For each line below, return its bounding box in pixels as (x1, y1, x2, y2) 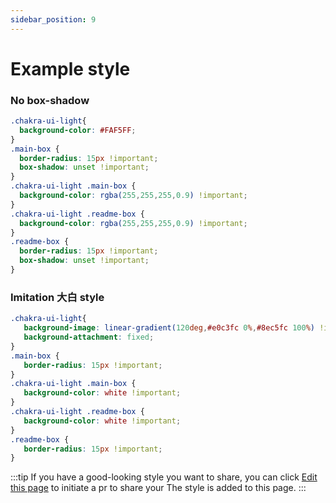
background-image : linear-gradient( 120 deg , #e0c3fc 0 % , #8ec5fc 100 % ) (23, 323, 315, 333)
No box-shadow (10, 93, 90, 107)
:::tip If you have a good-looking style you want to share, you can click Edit (10, 471, 318, 483)
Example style (10, 57, 131, 80)
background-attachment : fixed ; (23, 332, 155, 343)
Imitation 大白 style (10, 290, 105, 304)
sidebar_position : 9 (10, 14, 97, 25)
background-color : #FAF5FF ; (19, 125, 137, 135)
